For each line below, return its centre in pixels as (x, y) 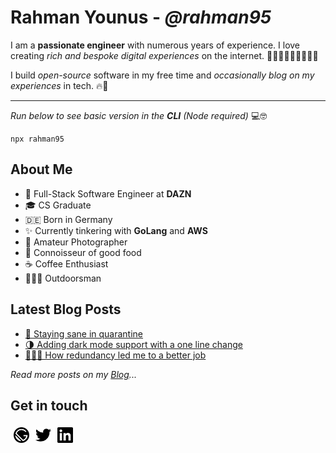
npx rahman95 (37, 139)
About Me (41, 169)
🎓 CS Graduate (58, 205)
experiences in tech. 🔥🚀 (59, 85)
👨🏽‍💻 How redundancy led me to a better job (115, 355)
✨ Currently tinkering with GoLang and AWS (116, 230)
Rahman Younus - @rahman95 (141, 17)
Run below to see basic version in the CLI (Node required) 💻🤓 (139, 115)
